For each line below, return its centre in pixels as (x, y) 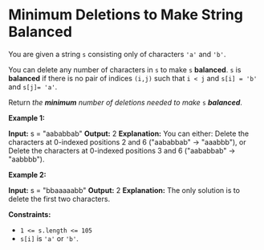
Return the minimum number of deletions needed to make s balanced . (126, 102)
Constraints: (30, 214)
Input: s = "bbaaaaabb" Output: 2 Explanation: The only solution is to (124, 190)
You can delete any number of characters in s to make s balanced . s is (125, 69)
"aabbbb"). (26, 159)
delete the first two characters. (59, 199)
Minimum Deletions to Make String (126, 15)
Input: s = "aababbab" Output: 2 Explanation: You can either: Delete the (129, 133)
